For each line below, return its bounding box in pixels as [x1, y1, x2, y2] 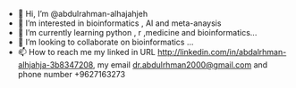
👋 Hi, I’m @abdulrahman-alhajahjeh [17, 9, 148, 19]
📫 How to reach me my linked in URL [17, 47, 156, 57]
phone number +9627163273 [17, 69, 126, 79]
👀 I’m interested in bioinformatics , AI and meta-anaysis [17, 18, 222, 28]
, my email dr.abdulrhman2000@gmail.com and [92, 60, 268, 70]
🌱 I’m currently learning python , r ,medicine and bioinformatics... [17, 28, 258, 37]
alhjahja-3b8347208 [17, 60, 94, 70]
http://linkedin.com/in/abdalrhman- [157, 47, 287, 57]
